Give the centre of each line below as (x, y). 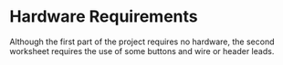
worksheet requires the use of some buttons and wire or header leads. (142, 51)
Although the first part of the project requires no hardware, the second (142, 42)
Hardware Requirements (104, 17)
